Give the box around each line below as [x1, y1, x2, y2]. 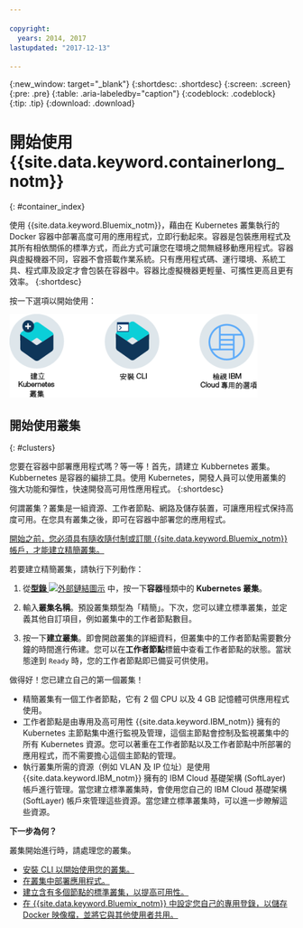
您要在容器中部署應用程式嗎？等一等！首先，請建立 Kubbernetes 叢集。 [9, 461, 275, 472]
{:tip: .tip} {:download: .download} [9, 98, 135, 108]
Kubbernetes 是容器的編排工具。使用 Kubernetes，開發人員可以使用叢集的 [9, 473, 287, 483]
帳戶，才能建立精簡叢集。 [9, 545, 105, 556]
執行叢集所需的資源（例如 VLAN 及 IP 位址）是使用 [22, 762, 211, 773]
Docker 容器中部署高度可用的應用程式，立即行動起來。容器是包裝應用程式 [9, 231, 284, 242]
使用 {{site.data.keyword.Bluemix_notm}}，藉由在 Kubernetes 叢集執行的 [9, 220, 280, 230]
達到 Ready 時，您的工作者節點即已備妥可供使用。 [30, 655, 214, 666]
